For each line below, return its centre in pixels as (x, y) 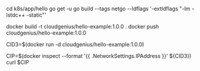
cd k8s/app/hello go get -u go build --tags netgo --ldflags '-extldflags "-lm (98, 9)
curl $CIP (18, 62)
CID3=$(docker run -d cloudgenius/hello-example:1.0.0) (75, 44)
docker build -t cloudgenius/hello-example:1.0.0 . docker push (83, 27)
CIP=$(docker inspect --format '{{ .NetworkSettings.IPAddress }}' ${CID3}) (99, 56)
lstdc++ (16, 15)
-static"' (36, 15)
